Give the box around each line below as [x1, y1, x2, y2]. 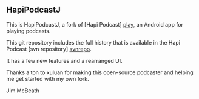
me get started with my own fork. [6, 75, 89, 82]
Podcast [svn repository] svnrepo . [6, 45, 92, 53]
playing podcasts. [6, 27, 51, 34]
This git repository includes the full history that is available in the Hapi [6, 39, 181, 46]
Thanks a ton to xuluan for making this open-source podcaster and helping [6, 69, 194, 76]
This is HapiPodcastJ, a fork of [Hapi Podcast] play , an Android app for [6, 21, 184, 28]
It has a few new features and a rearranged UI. [6, 57, 123, 64]
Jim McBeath [6, 87, 39, 94]
